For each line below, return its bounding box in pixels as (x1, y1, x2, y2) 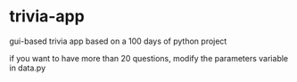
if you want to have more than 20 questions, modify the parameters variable (9, 53, 289, 63)
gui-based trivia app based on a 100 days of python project (9, 36, 227, 46)
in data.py (9, 62, 46, 73)
